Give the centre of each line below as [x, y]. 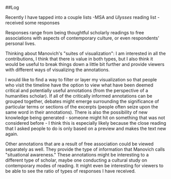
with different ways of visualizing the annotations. [57, 70]
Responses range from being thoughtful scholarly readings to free [75, 32]
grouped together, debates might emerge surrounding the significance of [82, 101]
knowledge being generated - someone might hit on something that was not [85, 118]
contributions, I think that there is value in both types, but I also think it [79, 59]
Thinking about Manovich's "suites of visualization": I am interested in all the [86, 53]
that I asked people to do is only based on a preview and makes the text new [86, 128]
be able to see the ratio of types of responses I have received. [71, 171]
